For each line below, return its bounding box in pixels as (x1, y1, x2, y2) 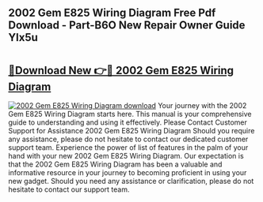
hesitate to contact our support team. (8, 185, 130, 194)
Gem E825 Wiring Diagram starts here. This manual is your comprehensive (8, 110, 252, 118)
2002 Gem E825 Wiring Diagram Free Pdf (8, 6, 216, 20)
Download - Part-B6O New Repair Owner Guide (8, 19, 246, 32)
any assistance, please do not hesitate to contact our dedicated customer (8, 134, 249, 144)
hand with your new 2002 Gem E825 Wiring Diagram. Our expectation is (8, 151, 244, 160)
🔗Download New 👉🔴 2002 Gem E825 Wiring (8, 63, 234, 77)
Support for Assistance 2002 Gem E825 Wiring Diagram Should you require (8, 126, 255, 135)
